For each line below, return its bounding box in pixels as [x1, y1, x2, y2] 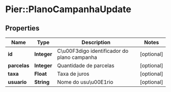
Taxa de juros [57, 70, 90, 77]
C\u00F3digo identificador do [57, 47, 129, 54]
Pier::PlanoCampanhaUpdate [5, 4, 131, 15]
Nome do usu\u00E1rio [57, 79, 113, 85]
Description [81, 39, 111, 46]
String [34, 79, 50, 85]
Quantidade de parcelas [57, 62, 115, 69]
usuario [8, 79, 27, 85]
